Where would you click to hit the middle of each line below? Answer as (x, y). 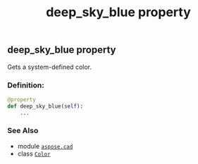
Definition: (26, 85)
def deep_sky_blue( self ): (45, 106)
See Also (23, 131)
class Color (34, 153)
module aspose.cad (45, 146)
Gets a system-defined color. (49, 67)
